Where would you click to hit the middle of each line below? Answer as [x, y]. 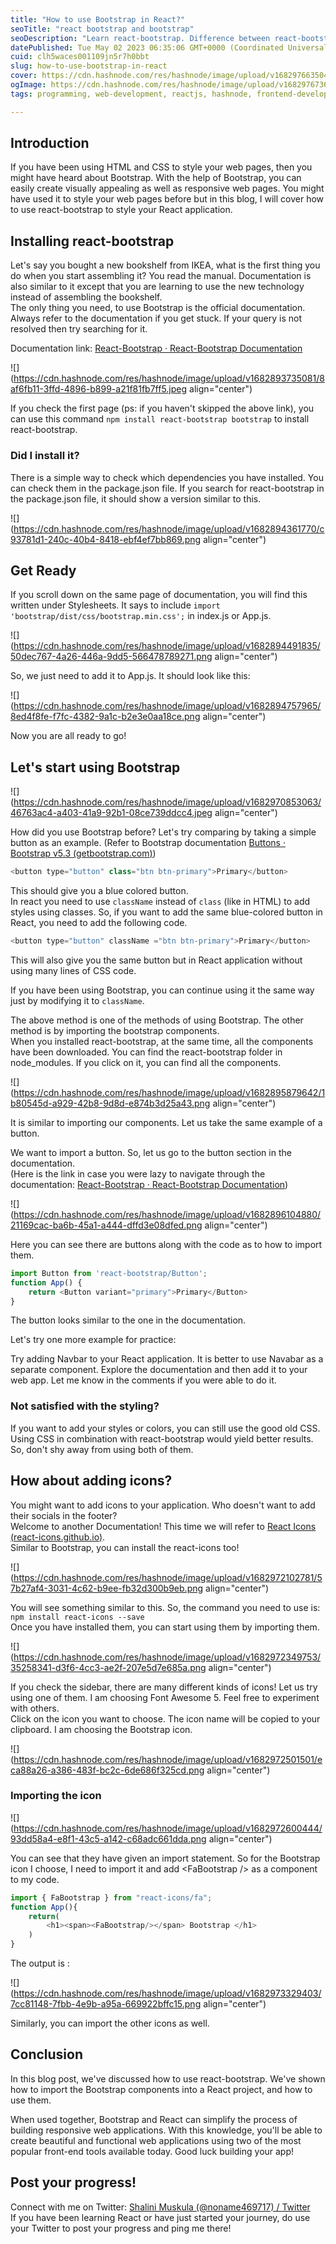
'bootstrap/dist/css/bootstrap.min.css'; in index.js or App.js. [141, 616]
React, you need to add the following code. [99, 923]
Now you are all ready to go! [68, 736]
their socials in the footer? [64, 1515]
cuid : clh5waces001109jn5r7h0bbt [80, 57]
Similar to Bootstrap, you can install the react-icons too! [125, 1547]
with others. [35, 1708]
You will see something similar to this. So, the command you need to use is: [165, 1607]
